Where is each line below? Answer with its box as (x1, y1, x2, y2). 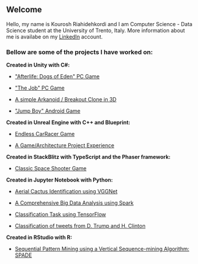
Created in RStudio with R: (6, 234, 73, 241)
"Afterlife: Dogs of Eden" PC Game (14, 73, 100, 80)
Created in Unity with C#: (6, 62, 70, 69)
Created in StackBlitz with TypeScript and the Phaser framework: (6, 154, 171, 161)
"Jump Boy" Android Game (14, 107, 81, 114)
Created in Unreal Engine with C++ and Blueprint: (6, 119, 131, 126)
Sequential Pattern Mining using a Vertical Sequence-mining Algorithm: (14, 246, 190, 253)
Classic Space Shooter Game (14, 165, 87, 172)
